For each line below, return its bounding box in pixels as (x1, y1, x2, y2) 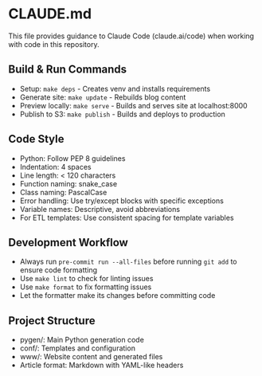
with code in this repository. (8, 39, 100, 49)
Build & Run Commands (8, 63, 127, 76)
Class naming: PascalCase (19, 187, 108, 197)
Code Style (8, 132, 65, 146)
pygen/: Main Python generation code (19, 335, 145, 345)
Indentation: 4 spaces (19, 162, 92, 171)
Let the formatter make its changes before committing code (19, 291, 216, 300)
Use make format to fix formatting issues (19, 282, 152, 292)
